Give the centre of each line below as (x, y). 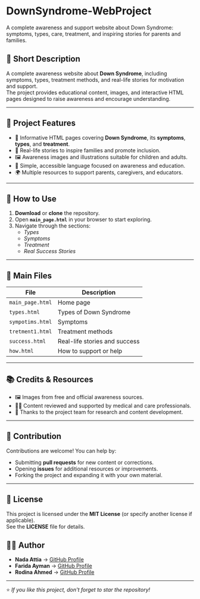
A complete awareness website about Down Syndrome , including (87, 73)
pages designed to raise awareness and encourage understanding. (88, 99)
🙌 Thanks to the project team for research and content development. (99, 412)
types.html (24, 312)
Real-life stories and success (99, 342)
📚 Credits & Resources (50, 380)
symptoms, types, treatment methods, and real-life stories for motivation (95, 79)
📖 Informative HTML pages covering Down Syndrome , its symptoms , (100, 137)
